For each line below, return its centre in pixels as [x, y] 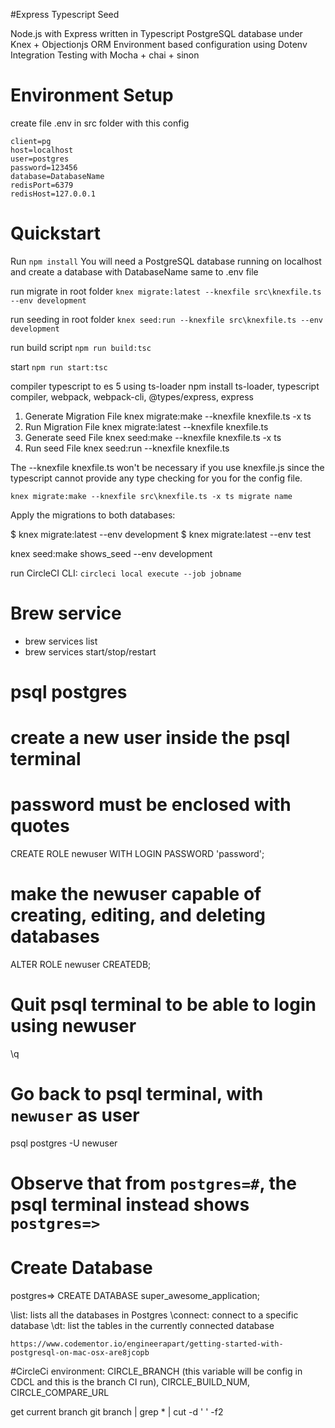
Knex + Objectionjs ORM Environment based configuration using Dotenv [159, 44]
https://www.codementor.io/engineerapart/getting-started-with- [147, 1344]
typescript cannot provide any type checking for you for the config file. [156, 478]
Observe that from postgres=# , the [153, 1183]
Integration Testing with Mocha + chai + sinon [105, 55]
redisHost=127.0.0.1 [53, 194]
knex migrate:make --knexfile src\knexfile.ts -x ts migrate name [151, 496]
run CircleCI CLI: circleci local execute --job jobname [126, 573]
